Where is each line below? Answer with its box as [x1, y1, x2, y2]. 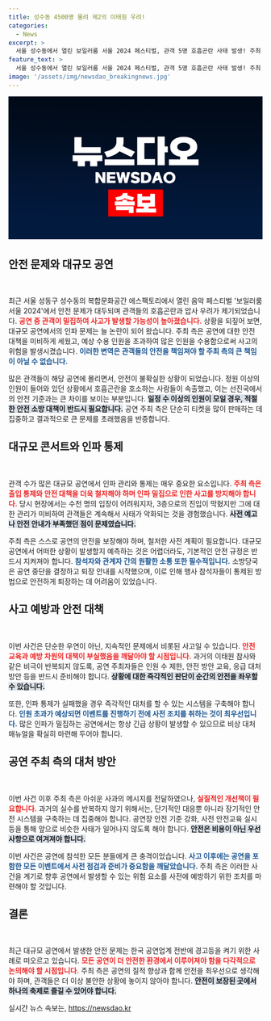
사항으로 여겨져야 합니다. [8, 834, 86, 843]
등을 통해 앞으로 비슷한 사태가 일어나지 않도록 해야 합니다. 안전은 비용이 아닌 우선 [8, 824, 261, 834]
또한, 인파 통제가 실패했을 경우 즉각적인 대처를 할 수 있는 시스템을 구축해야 [8, 699, 240, 708]
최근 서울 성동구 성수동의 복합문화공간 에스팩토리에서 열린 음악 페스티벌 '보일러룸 [8, 296, 263, 306]
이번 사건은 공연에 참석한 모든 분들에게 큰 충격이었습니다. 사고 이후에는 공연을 [8, 851, 252, 860]
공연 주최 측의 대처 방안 [8, 755, 117, 769]
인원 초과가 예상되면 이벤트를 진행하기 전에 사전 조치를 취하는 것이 [19, 708, 223, 718]
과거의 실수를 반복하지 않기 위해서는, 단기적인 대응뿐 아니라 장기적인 [39, 804, 252, 813]
